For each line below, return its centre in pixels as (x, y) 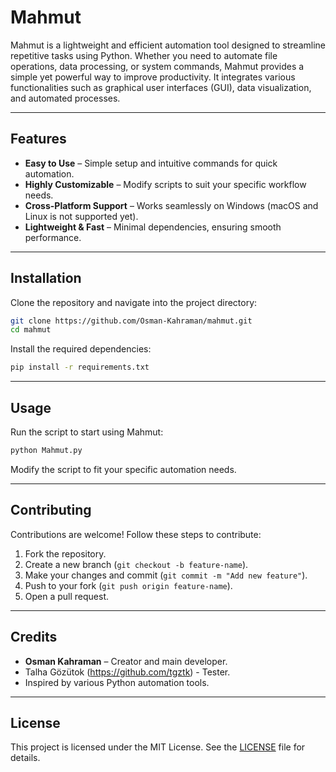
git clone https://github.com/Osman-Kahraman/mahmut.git (131, 321)
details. (25, 758)
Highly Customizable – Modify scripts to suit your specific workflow (165, 184)
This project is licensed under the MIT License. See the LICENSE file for (158, 747)
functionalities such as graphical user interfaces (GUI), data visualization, (161, 87)
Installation (46, 278)
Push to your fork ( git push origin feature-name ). (128, 585)
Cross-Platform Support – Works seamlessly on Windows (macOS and (171, 205)
